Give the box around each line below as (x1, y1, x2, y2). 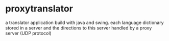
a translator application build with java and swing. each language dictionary (5, 19, 164, 25)
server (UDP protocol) (5, 30, 52, 36)
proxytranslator (5, 3, 73, 14)
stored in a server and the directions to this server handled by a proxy (5, 24, 152, 30)
